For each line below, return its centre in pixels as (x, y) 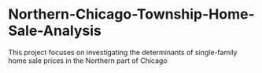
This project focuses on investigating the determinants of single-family (123, 52)
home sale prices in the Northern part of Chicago (88, 61)
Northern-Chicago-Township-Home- (131, 14)
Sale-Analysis (55, 31)
